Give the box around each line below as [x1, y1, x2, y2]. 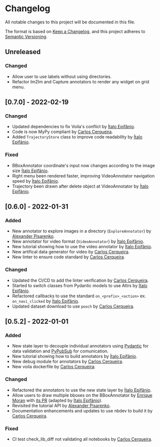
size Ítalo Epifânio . [12, 168, 49, 174]
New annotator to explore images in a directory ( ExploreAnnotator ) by [12, 228, 151, 234]
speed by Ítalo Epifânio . [12, 178, 60, 184]
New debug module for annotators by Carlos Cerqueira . [12, 359, 124, 365]
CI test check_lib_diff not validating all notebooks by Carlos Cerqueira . [12, 436, 153, 442]
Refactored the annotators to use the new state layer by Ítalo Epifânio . [12, 387, 152, 393]
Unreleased [5, 48, 41, 56]
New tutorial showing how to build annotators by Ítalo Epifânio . [12, 353, 137, 359]
